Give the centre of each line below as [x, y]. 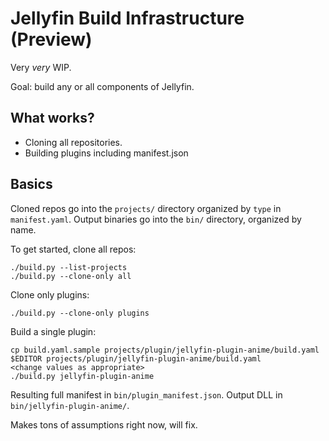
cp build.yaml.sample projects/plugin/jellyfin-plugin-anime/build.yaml [165, 350]
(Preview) [51, 39]
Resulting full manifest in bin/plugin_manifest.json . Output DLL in [146, 394]
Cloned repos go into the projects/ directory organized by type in [146, 208]
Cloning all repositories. [73, 142]
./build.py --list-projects [69, 267]
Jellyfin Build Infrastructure [127, 18]
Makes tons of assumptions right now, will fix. [104, 424]
